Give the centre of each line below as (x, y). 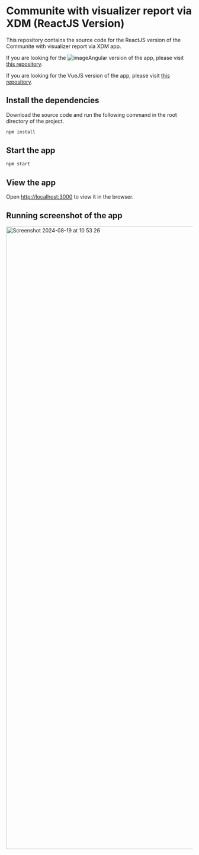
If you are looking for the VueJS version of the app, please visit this (88, 75)
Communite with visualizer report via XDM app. (64, 46)
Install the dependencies (53, 101)
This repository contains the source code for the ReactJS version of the (94, 40)
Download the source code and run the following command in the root (92, 114)
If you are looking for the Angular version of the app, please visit (95, 58)
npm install (21, 132)
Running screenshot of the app (64, 216)
